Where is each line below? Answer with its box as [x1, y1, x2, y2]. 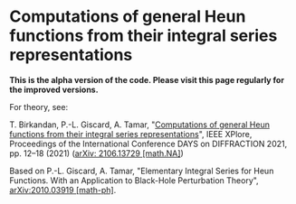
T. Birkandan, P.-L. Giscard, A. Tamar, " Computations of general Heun [9, 119, 270, 130]
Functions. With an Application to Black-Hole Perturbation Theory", [9, 174, 260, 186]
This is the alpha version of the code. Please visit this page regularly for [9, 74, 285, 85]
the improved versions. [9, 84, 99, 95]
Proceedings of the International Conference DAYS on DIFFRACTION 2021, [9, 138, 288, 149]
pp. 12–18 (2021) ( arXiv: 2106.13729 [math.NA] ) [9, 147, 184, 159]
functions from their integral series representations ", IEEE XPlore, [9, 128, 253, 139]
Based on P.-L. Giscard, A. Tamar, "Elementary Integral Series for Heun [9, 165, 274, 176]
